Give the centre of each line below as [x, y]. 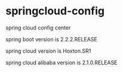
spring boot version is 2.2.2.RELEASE [52, 39]
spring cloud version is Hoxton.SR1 [48, 51]
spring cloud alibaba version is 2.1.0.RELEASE [61, 62]
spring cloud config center [38, 28]
